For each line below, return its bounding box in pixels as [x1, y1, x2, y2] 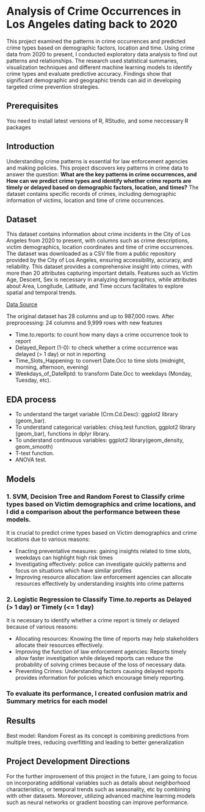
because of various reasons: [6, 623, 78, 631]
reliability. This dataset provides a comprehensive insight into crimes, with [6, 263, 192, 270]
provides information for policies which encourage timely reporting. [15, 674, 185, 682]
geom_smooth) [15, 443, 53, 450]
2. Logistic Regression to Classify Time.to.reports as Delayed [6, 595, 192, 603]
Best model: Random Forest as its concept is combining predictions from [6, 732, 189, 739]
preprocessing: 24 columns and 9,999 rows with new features [6, 319, 163, 327]
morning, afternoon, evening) [15, 363, 89, 371]
